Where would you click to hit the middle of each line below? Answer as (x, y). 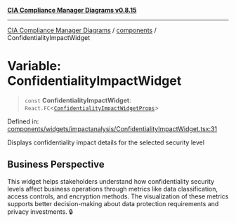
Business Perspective (56, 164)
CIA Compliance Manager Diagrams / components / (82, 30)
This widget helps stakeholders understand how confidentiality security (111, 181)
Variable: (34, 66)
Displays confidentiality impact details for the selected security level (106, 142)
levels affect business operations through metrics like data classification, (112, 189)
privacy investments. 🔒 (40, 211)
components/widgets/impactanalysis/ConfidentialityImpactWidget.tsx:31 (112, 128)
